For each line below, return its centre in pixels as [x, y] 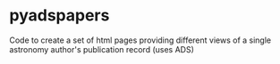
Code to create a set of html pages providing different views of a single [140, 40]
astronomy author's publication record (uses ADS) [102, 49]
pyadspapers [59, 16]
